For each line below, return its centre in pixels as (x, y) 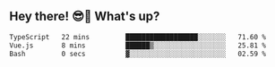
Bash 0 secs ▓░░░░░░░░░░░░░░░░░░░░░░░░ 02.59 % (138, 54)
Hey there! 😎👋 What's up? (85, 17)
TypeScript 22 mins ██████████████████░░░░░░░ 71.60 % (138, 37)
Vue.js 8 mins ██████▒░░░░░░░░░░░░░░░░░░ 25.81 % (138, 46)
